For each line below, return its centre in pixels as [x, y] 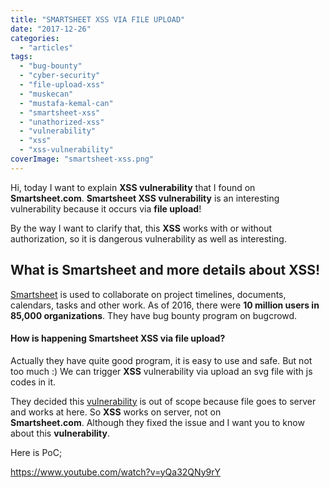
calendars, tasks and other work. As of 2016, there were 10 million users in [165, 305]
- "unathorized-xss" [62, 122]
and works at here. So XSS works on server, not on [116, 412]
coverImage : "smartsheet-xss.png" [82, 159]
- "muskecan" [46, 94]
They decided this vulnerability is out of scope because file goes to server [163, 401]
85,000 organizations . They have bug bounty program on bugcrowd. [154, 315]
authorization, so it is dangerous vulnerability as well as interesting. [148, 238]
